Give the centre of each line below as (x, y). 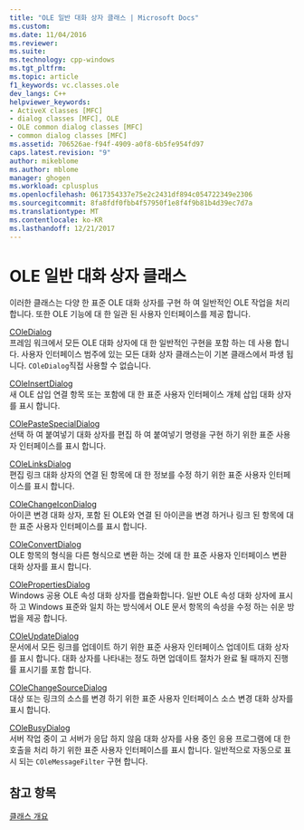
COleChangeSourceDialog (58, 688)
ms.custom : (30, 26)
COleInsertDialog (41, 384)
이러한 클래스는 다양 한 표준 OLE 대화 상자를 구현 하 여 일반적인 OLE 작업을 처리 (150, 303)
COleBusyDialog (40, 728)
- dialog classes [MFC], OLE (64, 119)
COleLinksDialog (40, 464)
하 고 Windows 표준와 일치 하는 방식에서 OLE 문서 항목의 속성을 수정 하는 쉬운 (147, 607)
